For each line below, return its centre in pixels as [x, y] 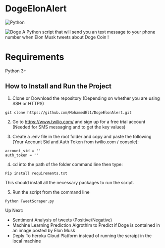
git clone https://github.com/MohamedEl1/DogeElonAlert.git [69, 112]
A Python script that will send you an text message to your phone [89, 32]
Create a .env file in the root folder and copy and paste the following [82, 136]
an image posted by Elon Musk [44, 230]
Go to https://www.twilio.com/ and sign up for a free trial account [79, 122]
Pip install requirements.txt [36, 173]
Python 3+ [16, 71]
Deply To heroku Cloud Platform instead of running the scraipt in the [82, 236]
